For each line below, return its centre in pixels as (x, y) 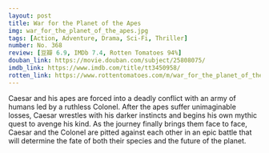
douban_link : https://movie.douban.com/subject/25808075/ (107, 61)
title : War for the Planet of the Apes (75, 23)
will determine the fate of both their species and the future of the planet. (127, 140)
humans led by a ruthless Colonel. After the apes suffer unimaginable (122, 107)
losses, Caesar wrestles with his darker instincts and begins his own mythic (133, 115)
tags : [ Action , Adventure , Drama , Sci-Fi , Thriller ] (98, 38)
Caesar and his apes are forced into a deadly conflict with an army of (122, 98)
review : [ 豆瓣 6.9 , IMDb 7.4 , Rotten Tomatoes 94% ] (95, 53)
